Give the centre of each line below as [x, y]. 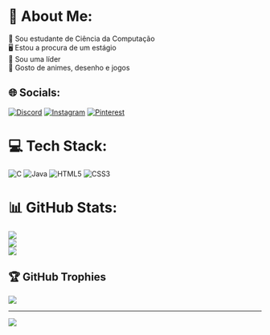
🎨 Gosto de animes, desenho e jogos [69, 67]
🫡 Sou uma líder [35, 59]
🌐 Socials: [35, 93]
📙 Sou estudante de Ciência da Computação [82, 38]
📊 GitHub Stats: [63, 207]
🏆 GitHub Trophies [57, 277]
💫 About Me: [51, 16]
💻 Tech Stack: [58, 145]
